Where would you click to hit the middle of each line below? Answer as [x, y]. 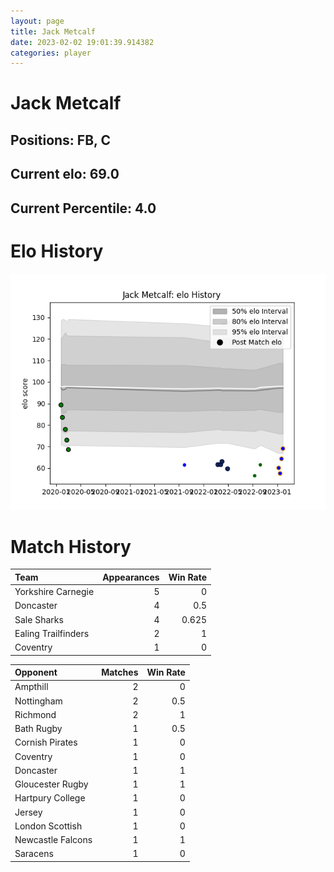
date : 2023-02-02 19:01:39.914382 [82, 42]
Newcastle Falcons [53, 840]
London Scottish [48, 826]
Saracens [34, 854]
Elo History [57, 251]
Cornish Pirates [46, 742]
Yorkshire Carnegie [54, 592]
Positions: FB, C [60, 140]
